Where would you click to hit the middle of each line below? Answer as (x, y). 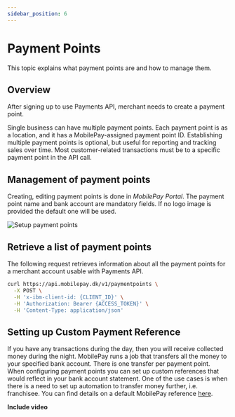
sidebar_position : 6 (38, 14)
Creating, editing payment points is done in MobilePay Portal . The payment (116, 196)
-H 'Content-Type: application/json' (69, 310)
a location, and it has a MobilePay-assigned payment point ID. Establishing (115, 135)
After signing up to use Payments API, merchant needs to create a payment (116, 107)
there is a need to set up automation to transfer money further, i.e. (102, 386)
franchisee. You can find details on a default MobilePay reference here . (110, 394)
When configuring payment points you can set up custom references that (113, 371)
